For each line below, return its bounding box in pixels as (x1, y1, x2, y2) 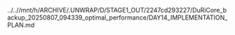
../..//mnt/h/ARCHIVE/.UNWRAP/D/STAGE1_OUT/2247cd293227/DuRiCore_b (7, 6, 227, 14)
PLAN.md (7, 21, 35, 29)
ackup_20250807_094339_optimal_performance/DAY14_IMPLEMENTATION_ (7, 13, 228, 22)
